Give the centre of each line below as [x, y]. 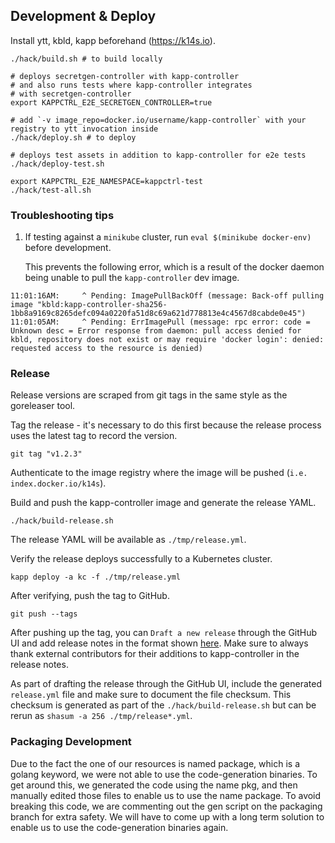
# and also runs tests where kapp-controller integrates [131, 85]
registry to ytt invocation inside [84, 129]
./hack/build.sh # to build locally [86, 59]
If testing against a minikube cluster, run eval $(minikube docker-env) [168, 237]
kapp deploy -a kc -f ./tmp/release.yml [96, 577]
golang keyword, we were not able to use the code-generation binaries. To [164, 774]
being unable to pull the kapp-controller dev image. [132, 278]
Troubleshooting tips [62, 215]
